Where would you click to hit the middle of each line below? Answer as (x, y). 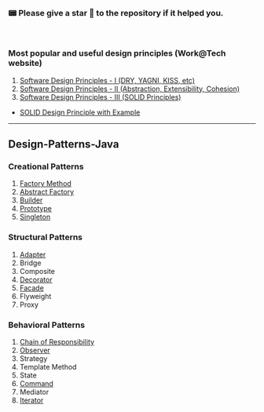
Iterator (31, 400)
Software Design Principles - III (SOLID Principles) (100, 97)
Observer (35, 350)
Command (36, 383)
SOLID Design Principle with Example (80, 112)
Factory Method (46, 184)
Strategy (33, 358)
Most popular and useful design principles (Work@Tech (117, 53)
